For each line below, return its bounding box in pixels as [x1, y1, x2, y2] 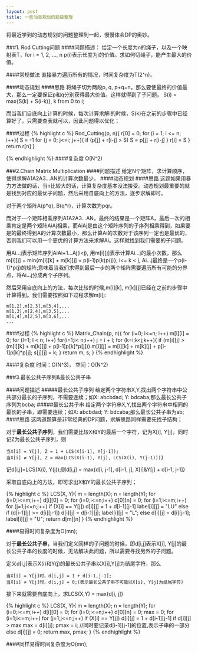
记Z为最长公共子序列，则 [6, 435, 67, 443]
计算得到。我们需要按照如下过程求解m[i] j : [6, 291, 107, 298]
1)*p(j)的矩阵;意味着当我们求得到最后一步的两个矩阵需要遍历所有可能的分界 [6, 264, 188, 271]
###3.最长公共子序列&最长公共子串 [6, 373, 91, 381]
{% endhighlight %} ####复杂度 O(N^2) [6, 155, 103, 162]
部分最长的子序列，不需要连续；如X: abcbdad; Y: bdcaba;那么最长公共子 [11, 393, 187, 400]
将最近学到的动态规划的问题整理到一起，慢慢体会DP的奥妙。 [6, 31, 153, 38]
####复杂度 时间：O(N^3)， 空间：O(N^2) [6, 361, 108, 368]
